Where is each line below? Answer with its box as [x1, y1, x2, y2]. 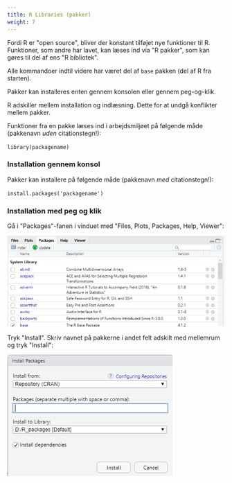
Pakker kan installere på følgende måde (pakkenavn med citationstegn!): [7, 175, 214, 184]
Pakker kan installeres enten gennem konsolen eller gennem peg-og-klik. [7, 87, 216, 96]
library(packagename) [7, 143, 70, 150]
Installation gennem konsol [7, 159, 100, 169]
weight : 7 [7, 18, 36, 26]
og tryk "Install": [7, 341, 54, 349]
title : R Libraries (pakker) [7, 11, 91, 18]
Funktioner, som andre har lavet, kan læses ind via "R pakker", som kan [7, 46, 210, 54]
